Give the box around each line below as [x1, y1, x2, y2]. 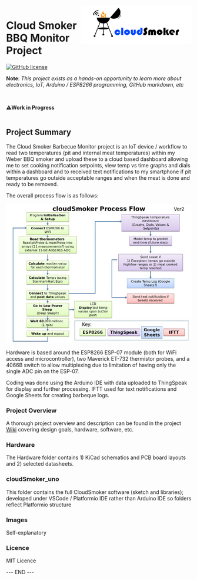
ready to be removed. [6, 180, 59, 187]
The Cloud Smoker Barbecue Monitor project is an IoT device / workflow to [6, 143, 188, 150]
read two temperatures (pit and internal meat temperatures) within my [6, 149, 175, 156]
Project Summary [6, 127, 72, 137]
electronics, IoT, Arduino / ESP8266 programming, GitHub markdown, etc [6, 81, 184, 88]
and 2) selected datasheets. [6, 460, 74, 467]
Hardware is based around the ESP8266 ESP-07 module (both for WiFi [6, 349, 177, 356]
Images [6, 516, 28, 524]
